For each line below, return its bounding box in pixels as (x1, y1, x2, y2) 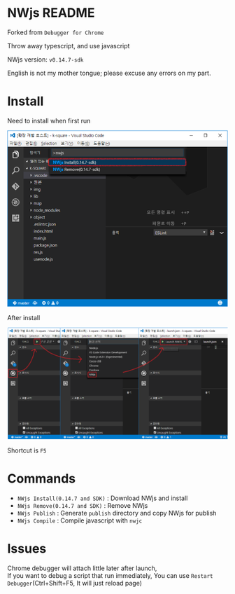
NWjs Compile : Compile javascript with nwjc (17, 516, 143, 525)
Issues (7, 541, 47, 557)
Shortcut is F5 (7, 446, 47, 455)
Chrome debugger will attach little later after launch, (7, 564, 157, 572)
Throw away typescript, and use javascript (7, 41, 130, 50)
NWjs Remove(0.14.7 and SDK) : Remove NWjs (17, 502, 148, 510)
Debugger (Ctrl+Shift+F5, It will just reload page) (7, 579, 142, 588)
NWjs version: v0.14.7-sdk (7, 55, 84, 64)
